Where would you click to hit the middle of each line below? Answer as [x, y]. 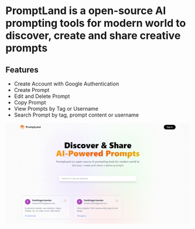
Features [22, 69]
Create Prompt [32, 90]
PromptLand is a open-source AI [86, 11]
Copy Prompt [30, 102]
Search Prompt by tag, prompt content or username [76, 115]
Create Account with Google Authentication [66, 84]
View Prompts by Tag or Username [56, 109]
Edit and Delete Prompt [42, 96]
